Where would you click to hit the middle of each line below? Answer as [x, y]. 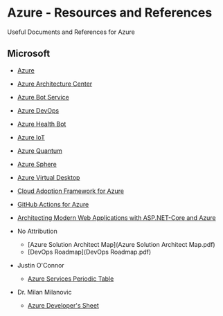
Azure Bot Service [43, 97]
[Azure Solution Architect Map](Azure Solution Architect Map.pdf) [122, 244]
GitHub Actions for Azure [53, 204]
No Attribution [37, 231]
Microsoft [29, 54]
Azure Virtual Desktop [48, 177]
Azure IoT [31, 137]
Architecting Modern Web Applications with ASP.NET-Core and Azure [116, 217]
